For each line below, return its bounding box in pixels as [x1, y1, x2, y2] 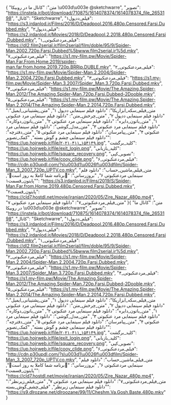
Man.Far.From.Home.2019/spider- [6, 59, 77, 64]
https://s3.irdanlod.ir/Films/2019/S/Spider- [43, 178, 131, 184]
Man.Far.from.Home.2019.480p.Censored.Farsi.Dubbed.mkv [6, 183, 133, 189]
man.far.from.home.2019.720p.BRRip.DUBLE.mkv [6, 64, 109, 70]
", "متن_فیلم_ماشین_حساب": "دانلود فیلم [74, 357, 153, 363]
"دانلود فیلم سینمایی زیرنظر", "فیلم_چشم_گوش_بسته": [6, 384, 111, 390]
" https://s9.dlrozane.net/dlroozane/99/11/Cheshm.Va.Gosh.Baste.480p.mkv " [6, 389, 166, 395]
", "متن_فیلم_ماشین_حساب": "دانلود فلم [74, 167, 152, 173]
